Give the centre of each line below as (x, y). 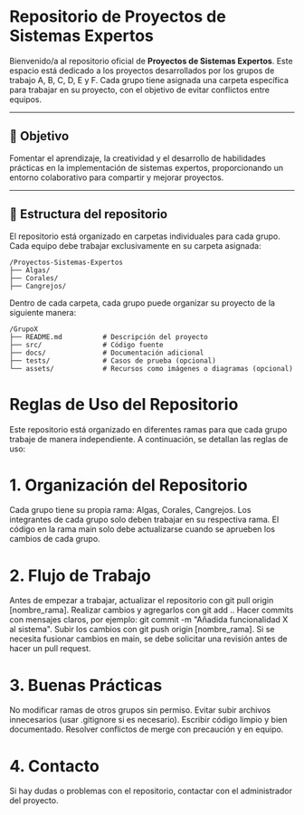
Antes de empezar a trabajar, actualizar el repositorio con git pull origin (142, 601)
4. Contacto (54, 766)
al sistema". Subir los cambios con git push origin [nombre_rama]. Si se (142, 630)
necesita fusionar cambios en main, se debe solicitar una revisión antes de (148, 639)
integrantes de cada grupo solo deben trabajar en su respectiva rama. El (144, 520)
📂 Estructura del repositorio (89, 214)
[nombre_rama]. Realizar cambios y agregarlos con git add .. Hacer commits (152, 610)
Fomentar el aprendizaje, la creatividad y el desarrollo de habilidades (138, 158)
